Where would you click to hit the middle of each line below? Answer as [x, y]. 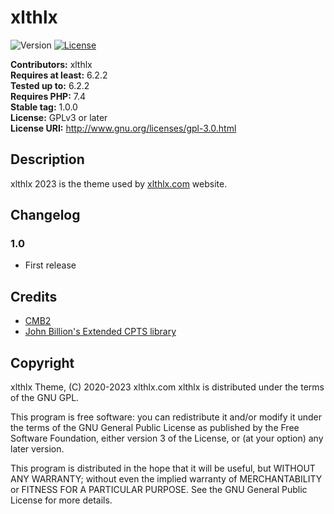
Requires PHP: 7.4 [48, 96]
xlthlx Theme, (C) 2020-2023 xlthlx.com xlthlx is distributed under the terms [167, 387]
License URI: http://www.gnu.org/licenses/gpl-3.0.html [123, 128]
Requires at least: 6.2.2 [59, 75]
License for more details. [61, 500]
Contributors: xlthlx [51, 64]
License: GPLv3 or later [59, 117]
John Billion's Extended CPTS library [100, 332]
